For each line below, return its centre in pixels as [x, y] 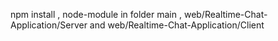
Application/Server [49, 25]
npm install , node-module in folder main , [96, 14]
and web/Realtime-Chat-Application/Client [177, 25]
